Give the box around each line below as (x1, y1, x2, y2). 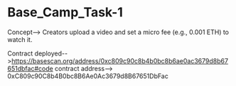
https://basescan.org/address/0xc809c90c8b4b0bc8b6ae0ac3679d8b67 (11, 56, 229, 65)
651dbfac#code (7, 64, 53, 72)
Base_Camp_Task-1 (7, 4, 123, 21)
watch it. (7, 35, 33, 43)
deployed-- (34, 49, 68, 58)
